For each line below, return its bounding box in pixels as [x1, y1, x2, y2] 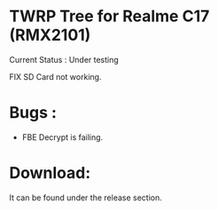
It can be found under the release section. [9, 192, 162, 203]
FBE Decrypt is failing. [21, 131, 104, 143]
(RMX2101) [9, 25, 91, 45]
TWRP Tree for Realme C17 [9, 6, 210, 27]
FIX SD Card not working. [9, 71, 102, 82]
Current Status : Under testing [9, 54, 120, 65]
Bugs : [9, 103, 58, 123]
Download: [9, 163, 91, 183]
